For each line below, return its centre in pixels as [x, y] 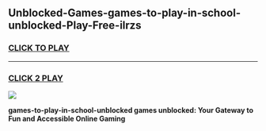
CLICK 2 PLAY [36, 78]
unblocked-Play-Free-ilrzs [75, 26]
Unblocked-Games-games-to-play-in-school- [125, 13]
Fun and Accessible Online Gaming [67, 118]
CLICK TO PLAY [39, 48]
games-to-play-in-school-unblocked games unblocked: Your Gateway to [131, 110]
